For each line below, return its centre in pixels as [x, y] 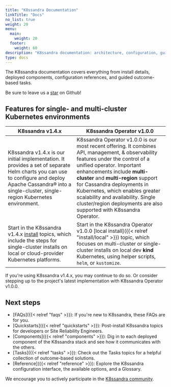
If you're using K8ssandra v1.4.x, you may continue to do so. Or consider [81, 276]
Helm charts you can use [38, 172]
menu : [11, 29]
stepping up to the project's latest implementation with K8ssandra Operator [84, 281]
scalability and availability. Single [116, 197]
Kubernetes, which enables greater [118, 191]
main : [16, 34]
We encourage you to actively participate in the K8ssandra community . [80, 379]
